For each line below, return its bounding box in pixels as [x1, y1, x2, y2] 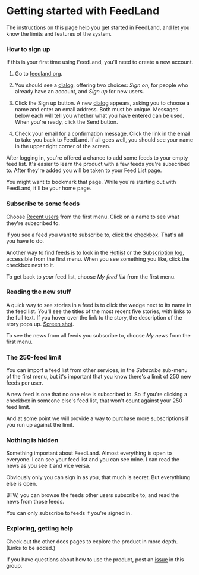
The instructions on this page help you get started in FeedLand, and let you [6, 24, 190, 31]
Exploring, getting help [6, 524, 74, 533]
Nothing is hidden [6, 436, 59, 445]
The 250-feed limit [6, 353, 61, 361]
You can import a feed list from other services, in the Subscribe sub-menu [6, 367, 188, 374]
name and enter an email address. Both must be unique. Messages [14, 106, 179, 113]
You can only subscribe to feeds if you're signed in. [6, 510, 132, 517]
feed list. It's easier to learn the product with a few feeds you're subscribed [6, 161, 190, 168]
